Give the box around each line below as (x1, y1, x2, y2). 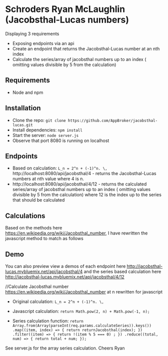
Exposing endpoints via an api (12, 40, 74, 46)
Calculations (5, 211, 45, 220)
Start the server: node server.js (12, 132, 79, 138)
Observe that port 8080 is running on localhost (12, 137, 109, 143)
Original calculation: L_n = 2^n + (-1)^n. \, (12, 298, 104, 304)
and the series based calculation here (83, 268, 161, 274)
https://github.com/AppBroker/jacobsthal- (67, 118, 158, 123)
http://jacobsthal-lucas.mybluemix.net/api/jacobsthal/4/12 (5, 274, 125, 279)
